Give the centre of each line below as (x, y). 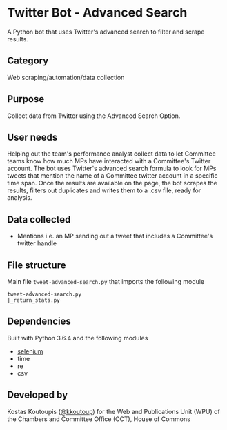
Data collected (39, 219)
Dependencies (39, 321)
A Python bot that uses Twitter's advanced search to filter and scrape (106, 32)
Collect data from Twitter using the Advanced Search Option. (94, 116)
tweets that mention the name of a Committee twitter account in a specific (113, 176)
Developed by (38, 395)
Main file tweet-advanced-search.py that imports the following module (106, 281)
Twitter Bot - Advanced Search (97, 13)
